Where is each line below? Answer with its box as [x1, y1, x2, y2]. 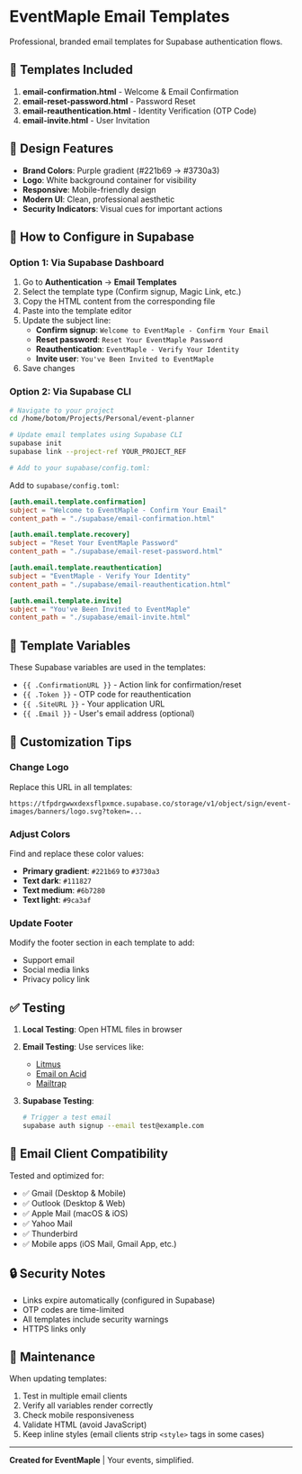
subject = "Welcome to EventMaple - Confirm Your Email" [9, 505, 227, 514]
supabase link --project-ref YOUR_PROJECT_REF [9, 448, 187, 457]
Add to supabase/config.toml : [9, 479, 120, 490]
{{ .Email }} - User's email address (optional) [22, 708, 195, 719]
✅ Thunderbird [22, 1228, 78, 1239]
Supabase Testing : [22, 1096, 94, 1106]
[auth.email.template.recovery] [9, 530, 130, 540]
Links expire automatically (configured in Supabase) [22, 1295, 216, 1306]
